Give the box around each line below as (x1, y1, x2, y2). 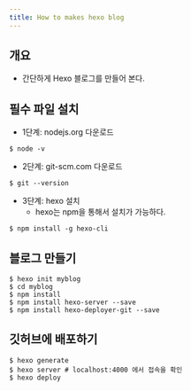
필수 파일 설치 (9, 101, 80, 116)
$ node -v (9, 145, 46, 153)
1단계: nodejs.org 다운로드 (21, 127, 114, 137)
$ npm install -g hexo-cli (9, 224, 109, 233)
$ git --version (9, 179, 69, 188)
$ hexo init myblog (9, 275, 81, 284)
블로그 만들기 (9, 250, 77, 266)
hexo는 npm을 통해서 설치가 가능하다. (34, 207, 166, 217)
